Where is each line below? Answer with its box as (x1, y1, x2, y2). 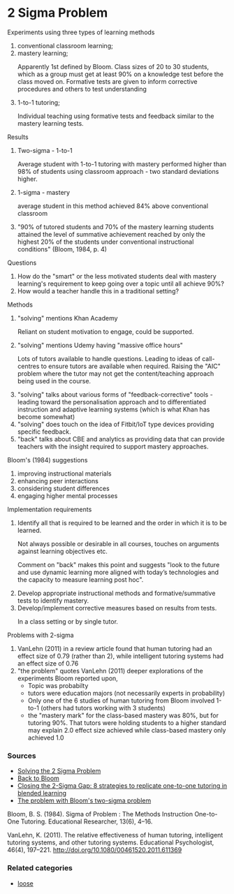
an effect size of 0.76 (17, 659, 79, 668)
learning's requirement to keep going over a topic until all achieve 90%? (17, 279, 225, 288)
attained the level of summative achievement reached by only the (17, 230, 206, 238)
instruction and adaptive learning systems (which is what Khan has (17, 405, 210, 413)
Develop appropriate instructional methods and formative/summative (17, 589, 216, 597)
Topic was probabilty (27, 681, 89, 689)
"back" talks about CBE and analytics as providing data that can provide (17, 434, 225, 443)
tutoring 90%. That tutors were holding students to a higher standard (27, 718, 227, 727)
